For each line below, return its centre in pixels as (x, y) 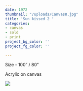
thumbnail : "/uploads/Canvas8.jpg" (42, 14)
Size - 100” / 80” (22, 64)
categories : (17, 23)
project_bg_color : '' (27, 42)
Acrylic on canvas (23, 74)
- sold (12, 32)
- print (13, 37)
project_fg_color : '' (27, 46)
